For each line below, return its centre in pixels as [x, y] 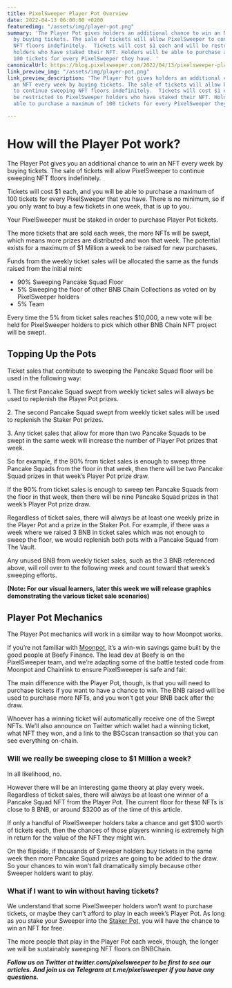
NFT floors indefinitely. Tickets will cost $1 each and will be [111, 46]
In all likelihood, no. [35, 774]
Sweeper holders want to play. [50, 873]
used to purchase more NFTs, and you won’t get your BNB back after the [110, 698]
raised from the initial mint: [45, 268]
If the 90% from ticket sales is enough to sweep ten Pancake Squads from [113, 489]
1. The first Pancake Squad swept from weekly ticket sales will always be [110, 391]
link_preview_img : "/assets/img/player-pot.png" [78, 71]
